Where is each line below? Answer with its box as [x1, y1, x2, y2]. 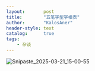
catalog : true [6, 31, 55, 37]
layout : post [6, 8, 55, 15]
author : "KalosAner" [6, 20, 73, 25]
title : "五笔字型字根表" [6, 14, 80, 20]
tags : [6, 36, 20, 42]
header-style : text [6, 25, 55, 31]
